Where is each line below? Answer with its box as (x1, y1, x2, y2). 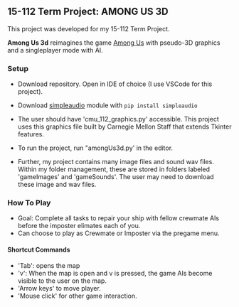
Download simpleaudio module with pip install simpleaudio (17, 101, 198, 109)
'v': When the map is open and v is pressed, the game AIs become (17, 269, 213, 277)
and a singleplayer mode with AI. (7, 45, 103, 54)
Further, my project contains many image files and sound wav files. (17, 158, 215, 166)
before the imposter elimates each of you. (17, 222, 141, 230)
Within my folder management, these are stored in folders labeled (17, 165, 211, 173)
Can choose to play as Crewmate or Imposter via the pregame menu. (17, 229, 220, 237)
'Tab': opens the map (17, 261, 80, 269)
